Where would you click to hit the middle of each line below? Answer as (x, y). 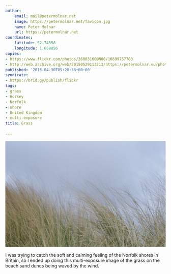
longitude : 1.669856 (36, 48)
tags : (11, 86)
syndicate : (17, 75)
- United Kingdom (24, 113)
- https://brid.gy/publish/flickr (42, 81)
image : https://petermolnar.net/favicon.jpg (62, 21)
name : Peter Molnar (35, 27)
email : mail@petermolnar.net (45, 16)
